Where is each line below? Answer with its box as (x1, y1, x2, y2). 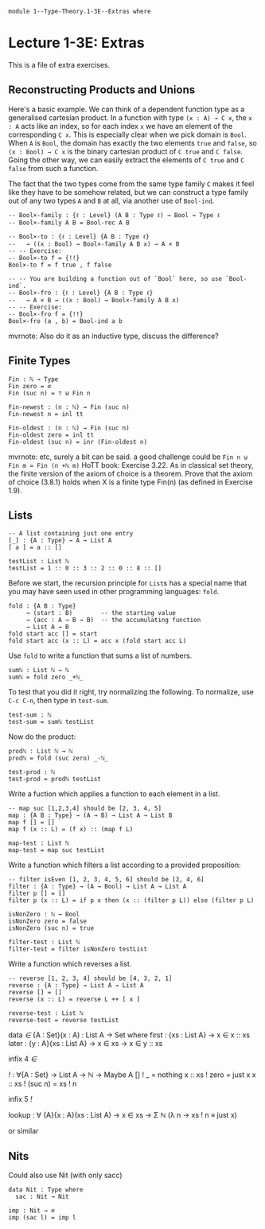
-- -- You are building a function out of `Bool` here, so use (8, 274, 223, 282)
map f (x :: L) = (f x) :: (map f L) (8, 826, 134, 834)
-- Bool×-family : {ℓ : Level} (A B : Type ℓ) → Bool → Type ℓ (8, 211, 220, 219)
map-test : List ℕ (8, 839, 69, 847)
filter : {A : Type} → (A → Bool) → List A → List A (8, 883, 187, 891)
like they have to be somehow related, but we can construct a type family (8, 187, 249, 196)
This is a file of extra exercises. (8, 60, 111, 69)
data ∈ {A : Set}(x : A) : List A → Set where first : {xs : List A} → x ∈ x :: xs (8, 1030, 251, 1040)
